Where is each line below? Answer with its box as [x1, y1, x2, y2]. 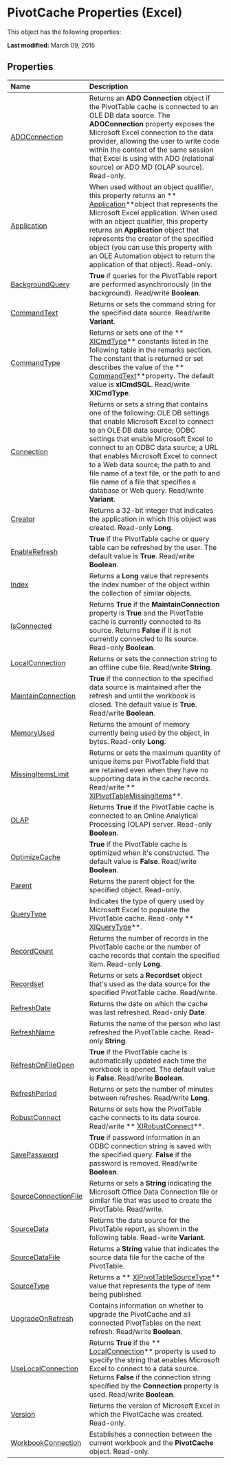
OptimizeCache [10, 852, 60, 862]
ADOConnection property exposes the [89, 119, 215, 128]
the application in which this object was [89, 514, 217, 524]
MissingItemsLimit [10, 769, 69, 779]
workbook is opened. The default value [89, 1064, 215, 1074]
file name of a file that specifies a [89, 477, 197, 486]
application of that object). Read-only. [89, 259, 213, 269]
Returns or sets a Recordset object [89, 970, 203, 980]
